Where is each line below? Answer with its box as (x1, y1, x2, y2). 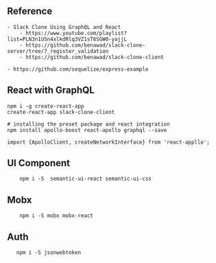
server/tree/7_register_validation (7, 47, 109, 54)
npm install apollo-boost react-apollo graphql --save (7, 126, 167, 133)
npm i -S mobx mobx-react (19, 212, 94, 219)
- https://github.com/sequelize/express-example (7, 65, 149, 73)
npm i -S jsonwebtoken (16, 249, 81, 256)
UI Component (7, 157, 71, 169)
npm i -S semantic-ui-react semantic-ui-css (19, 175, 152, 183)
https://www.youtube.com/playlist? (25, 30, 128, 36)
